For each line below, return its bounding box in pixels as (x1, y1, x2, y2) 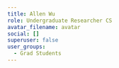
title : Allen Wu (7, 10, 55, 18)
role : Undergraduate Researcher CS (7, 17, 113, 24)
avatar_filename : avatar (7, 23, 81, 30)
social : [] (7, 30, 40, 38)
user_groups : (7, 43, 46, 50)
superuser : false (7, 37, 59, 44)
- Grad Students (13, 50, 62, 57)
